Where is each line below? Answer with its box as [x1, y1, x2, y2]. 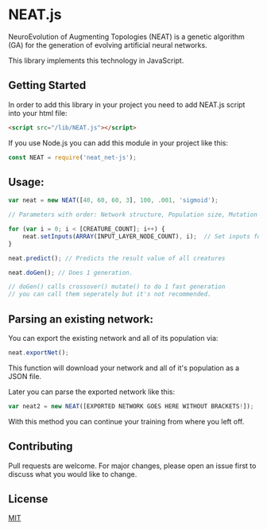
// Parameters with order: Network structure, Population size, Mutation [8, 211, 258, 219]
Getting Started [8, 79, 87, 92]
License [8, 492, 48, 505]
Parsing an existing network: [8, 312, 153, 326]
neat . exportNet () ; [8, 349, 69, 357]
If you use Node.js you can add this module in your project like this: [8, 137, 229, 148]
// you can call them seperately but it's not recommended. [8, 290, 212, 299]
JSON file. [8, 371, 42, 381]
